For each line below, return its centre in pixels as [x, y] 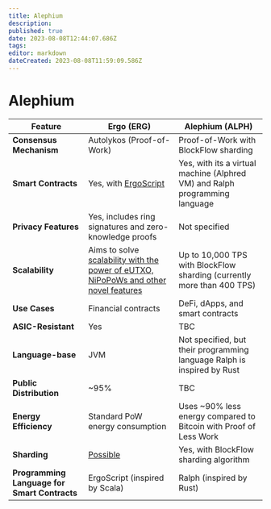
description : [30, 23]
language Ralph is [212, 360]
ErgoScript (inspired [126, 478]
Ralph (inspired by [213, 478]
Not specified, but [213, 340]
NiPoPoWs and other [127, 280]
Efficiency [32, 426]
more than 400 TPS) [217, 285]
